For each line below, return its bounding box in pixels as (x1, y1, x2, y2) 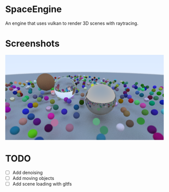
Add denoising (12, 169, 43, 175)
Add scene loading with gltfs (12, 180, 72, 187)
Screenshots (5, 38, 60, 49)
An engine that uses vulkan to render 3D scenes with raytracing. (5, 20, 139, 26)
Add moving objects (12, 175, 54, 181)
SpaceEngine (5, 4, 62, 15)
